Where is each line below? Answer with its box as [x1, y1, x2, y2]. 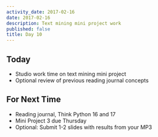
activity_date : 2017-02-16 [6, 9, 75, 15]
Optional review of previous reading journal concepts [15, 77, 149, 84]
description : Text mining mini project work [6, 20, 121, 26]
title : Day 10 [6, 32, 43, 38]
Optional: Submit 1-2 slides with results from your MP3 [15, 123, 153, 131]
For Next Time [6, 94, 61, 105]
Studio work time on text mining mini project [15, 70, 126, 77]
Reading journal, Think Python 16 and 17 [15, 110, 116, 118]
